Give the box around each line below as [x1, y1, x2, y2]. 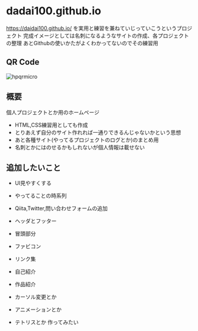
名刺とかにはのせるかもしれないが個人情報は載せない [14, 143, 145, 151]
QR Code [6, 57, 40, 67]
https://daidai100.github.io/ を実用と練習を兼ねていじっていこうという [6, 24, 177, 32]
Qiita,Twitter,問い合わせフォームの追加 [14, 205, 108, 212]
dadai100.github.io [6, 4, 101, 18]
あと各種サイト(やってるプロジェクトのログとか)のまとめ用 [14, 136, 159, 143]
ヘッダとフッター [14, 217, 57, 224]
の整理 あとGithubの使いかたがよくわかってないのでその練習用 [6, 39, 159, 46]
